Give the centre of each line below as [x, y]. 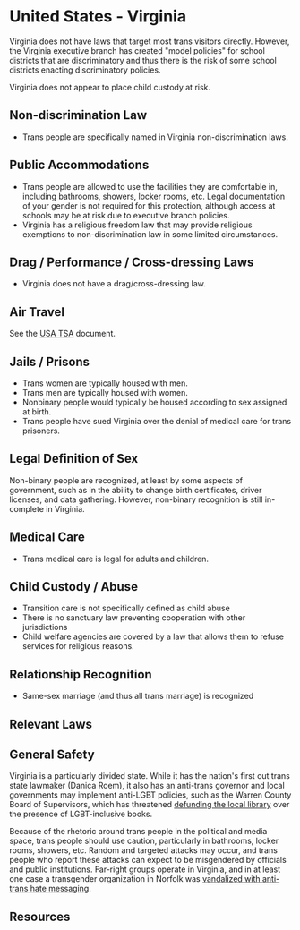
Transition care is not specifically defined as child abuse [126, 608]
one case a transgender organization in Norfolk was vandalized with [135, 879]
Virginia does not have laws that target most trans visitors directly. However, [150, 41]
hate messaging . [60, 889]
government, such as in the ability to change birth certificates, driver [136, 490]
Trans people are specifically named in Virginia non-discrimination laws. [155, 137]
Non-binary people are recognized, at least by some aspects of [126, 480]
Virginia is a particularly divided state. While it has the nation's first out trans [150, 776]
